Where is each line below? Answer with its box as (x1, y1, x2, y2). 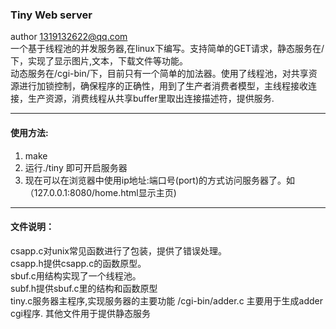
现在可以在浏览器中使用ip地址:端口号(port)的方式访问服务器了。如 (24, 174, 296, 186)
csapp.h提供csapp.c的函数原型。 (10, 257, 147, 269)
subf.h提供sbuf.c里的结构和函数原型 (10, 282, 158, 294)
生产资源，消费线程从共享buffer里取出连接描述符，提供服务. (27, 93, 275, 105)
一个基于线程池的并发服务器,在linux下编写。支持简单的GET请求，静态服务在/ (10, 43, 325, 55)
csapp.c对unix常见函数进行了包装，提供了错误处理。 (10, 244, 228, 257)
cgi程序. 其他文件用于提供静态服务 (10, 307, 151, 319)
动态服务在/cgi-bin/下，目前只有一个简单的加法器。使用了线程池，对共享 (10, 68, 309, 80)
